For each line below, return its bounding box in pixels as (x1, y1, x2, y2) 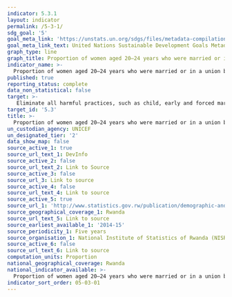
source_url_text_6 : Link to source (7, 247, 110, 254)
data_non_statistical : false (7, 87, 91, 94)
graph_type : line (7, 49, 57, 56)
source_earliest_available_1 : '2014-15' (7, 221, 126, 228)
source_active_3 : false (7, 170, 76, 177)
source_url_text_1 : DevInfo (7, 151, 88, 158)
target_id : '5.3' (7, 106, 57, 113)
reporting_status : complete (7, 81, 88, 88)
